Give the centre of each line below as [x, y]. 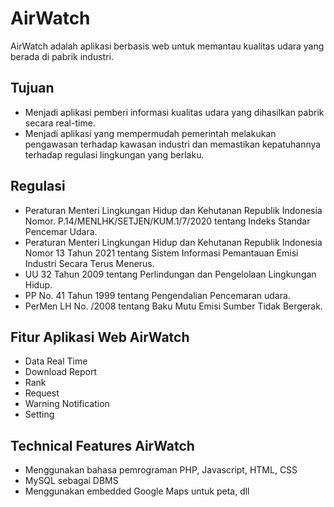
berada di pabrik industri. [62, 56]
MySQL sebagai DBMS [71, 481]
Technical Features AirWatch [102, 445]
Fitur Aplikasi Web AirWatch [100, 337]
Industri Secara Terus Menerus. [89, 263]
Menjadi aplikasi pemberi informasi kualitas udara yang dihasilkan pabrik [174, 112]
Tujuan [32, 88]
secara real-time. [60, 123]
